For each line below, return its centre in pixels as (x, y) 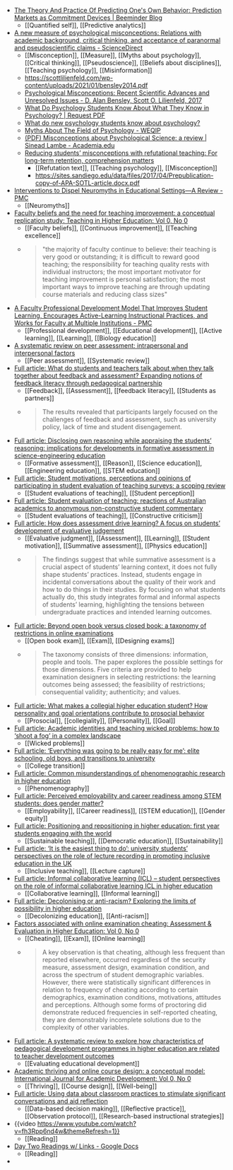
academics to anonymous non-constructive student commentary (108, 508)
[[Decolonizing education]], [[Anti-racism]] (87, 916)
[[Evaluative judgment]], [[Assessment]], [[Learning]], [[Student (117, 538)
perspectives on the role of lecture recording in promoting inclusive (112, 856)
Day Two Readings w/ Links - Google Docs (76, 1146)
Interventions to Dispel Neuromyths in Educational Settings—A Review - (119, 191)
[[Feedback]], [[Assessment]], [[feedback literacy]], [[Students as (120, 391)
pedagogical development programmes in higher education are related (117, 1048)
